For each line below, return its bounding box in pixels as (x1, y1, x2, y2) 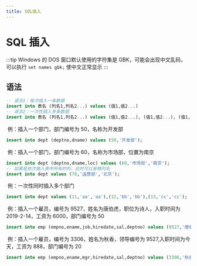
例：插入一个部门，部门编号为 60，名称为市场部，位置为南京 (7, 148, 154, 156)
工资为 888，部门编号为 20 (16, 243, 82, 250)
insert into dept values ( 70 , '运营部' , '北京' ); (6, 171, 120, 177)
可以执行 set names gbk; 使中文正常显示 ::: (6, 63, 108, 70)
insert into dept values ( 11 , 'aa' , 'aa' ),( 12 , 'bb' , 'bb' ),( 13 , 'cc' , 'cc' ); (6, 194, 188, 200)
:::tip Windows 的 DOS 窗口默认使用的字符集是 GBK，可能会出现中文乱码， (6, 56, 186, 63)
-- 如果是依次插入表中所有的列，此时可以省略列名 (6, 165, 110, 171)
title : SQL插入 (6, 8, 42, 15)
